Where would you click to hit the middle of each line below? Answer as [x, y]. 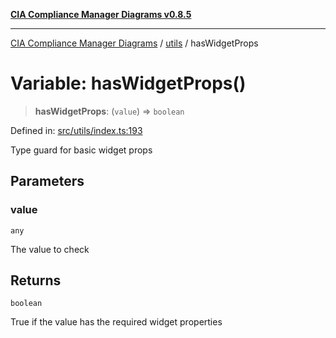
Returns [36, 280]
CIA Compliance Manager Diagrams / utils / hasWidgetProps [134, 43]
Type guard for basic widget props [81, 150]
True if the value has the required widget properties [116, 322]
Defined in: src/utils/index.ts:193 [76, 130]
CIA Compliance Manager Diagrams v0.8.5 [101, 14]
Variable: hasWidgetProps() [128, 83]
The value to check [50, 249]
